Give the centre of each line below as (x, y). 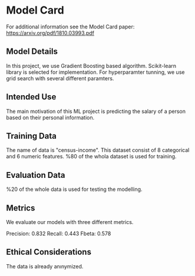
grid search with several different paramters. (60, 78)
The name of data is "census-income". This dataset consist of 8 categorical (98, 150)
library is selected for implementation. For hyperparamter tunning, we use (95, 72)
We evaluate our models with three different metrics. (70, 222)
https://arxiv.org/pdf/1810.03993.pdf (50, 33)
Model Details (32, 52)
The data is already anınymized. (45, 266)
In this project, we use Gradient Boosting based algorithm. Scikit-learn (91, 66)
